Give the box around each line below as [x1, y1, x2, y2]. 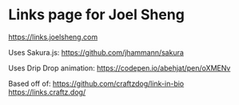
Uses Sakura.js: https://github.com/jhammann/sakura [8, 47, 184, 57]
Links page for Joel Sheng [8, 6, 185, 24]
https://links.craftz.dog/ [8, 87, 86, 97]
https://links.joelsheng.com [8, 32, 98, 42]
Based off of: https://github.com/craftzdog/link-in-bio [8, 79, 185, 88]
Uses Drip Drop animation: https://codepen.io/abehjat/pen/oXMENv [8, 63, 231, 73]
